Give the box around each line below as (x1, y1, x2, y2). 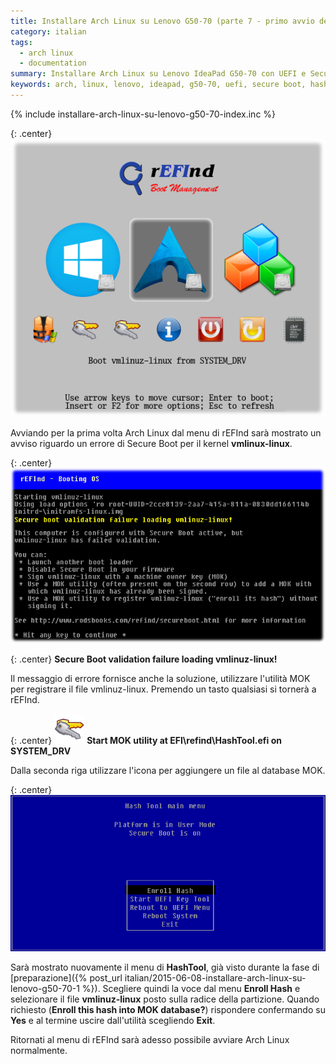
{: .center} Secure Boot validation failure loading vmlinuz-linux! (10, 653, 278, 665)
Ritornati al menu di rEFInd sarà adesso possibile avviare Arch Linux (10, 1033, 290, 1045)
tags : (10, 37, 33, 47)
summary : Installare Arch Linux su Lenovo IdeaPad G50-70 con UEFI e (10, 69, 307, 79)
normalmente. (10, 1044, 68, 1056)
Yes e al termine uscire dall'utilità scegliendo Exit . (10, 1014, 216, 1026)
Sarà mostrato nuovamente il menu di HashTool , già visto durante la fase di (10, 961, 320, 973)
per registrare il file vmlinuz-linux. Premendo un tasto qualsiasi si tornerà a (10, 683, 317, 695)
